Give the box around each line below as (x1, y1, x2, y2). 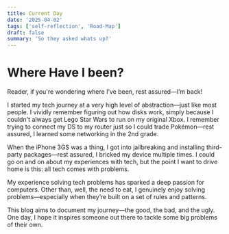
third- (206, 143, 223, 151)
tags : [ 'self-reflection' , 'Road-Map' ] (7, 23, 121, 29)
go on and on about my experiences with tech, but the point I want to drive (7, 158, 218, 166)
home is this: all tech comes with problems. (7, 165, 130, 173)
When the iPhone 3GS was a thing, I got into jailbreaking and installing (7, 143, 205, 151)
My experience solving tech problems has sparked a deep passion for (7, 179, 204, 187)
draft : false (7, 29, 45, 36)
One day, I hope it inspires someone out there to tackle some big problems (7, 213, 218, 222)
